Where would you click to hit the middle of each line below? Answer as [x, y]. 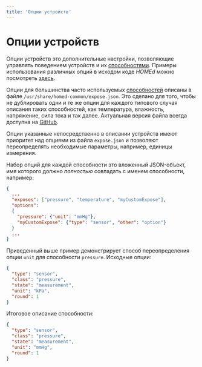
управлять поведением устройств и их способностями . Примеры [92, 65]
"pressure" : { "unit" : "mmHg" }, [57, 217]
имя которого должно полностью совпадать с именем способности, [96, 171]
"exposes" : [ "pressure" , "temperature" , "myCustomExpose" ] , [89, 200]
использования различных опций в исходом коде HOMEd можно [90, 71]
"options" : [25, 206]
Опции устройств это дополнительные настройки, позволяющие [90, 59]
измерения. [21, 153]
